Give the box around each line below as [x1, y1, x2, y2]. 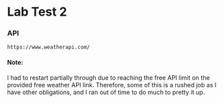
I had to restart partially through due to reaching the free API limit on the [7, 73, 210, 82]
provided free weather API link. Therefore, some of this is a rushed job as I [7, 80, 217, 89]
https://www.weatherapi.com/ [7, 44, 90, 51]
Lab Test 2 [7, 4, 67, 20]
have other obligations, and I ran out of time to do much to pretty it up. [7, 88, 205, 96]
